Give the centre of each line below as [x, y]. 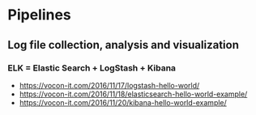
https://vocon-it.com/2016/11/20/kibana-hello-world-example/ [123, 102]
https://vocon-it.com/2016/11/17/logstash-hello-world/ [109, 85]
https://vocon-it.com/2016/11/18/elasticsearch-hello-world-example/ [133, 94]
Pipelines [40, 15]
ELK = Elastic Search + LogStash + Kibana [92, 68]
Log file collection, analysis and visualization [124, 45]
